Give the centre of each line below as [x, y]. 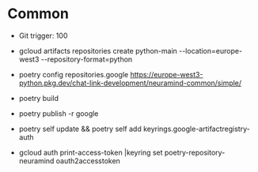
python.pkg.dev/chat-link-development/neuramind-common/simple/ [130, 83]
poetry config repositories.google [74, 74]
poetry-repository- [195, 152]
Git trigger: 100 [43, 36]
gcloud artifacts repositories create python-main [98, 50]
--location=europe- [211, 50]
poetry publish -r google [59, 113]
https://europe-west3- [167, 74]
